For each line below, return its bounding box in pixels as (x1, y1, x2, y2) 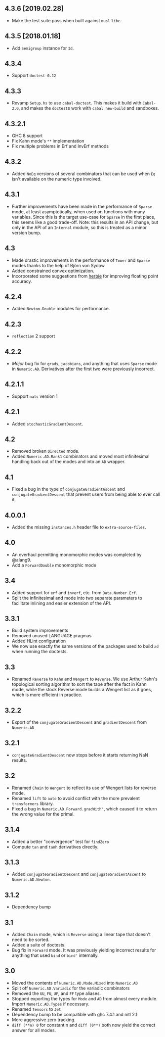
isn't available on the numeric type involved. (11, 176, 102, 182)
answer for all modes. (11, 1027, 56, 1033)
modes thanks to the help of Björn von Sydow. (11, 262, 106, 268)
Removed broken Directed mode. (11, 448, 80, 454)
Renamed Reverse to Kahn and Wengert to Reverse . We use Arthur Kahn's (11, 676, 158, 682)
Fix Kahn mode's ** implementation (11, 138, 84, 144)
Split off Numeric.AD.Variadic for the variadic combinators (11, 985, 130, 991)
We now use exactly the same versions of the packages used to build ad (11, 643, 159, 649)
